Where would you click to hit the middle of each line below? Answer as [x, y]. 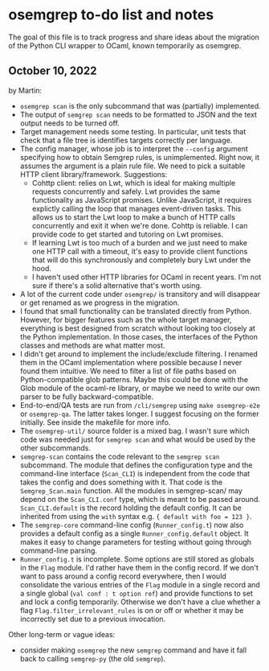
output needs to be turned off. [70, 123]
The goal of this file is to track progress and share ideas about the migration [134, 37]
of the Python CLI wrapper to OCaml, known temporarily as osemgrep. [125, 45]
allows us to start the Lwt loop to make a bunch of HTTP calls [133, 217]
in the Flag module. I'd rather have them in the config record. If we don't [139, 567]
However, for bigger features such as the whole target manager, [126, 319]
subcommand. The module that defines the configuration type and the [136, 465]
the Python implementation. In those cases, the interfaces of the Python [139, 336]
